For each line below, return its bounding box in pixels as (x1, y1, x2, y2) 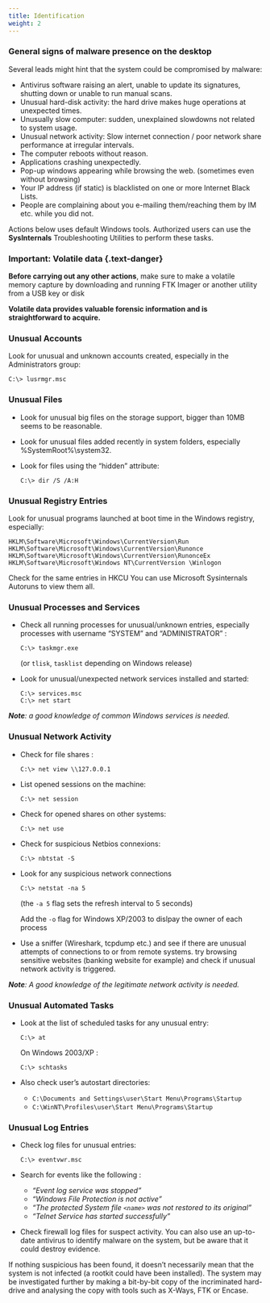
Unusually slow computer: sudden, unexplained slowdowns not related (19, 114, 255, 124)
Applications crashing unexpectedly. (19, 157, 142, 166)
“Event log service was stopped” (31, 1186, 142, 1196)
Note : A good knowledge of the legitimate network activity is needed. (8, 979, 240, 989)
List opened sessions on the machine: (19, 779, 147, 789)
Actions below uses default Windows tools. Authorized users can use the (8, 224, 251, 234)
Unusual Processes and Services (8, 601, 140, 613)
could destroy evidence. (19, 1244, 101, 1254)
